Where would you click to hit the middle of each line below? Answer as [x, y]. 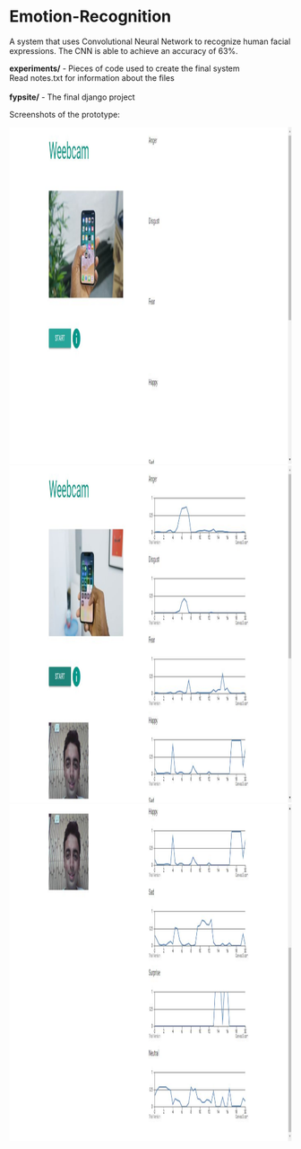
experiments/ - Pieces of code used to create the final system [125, 68]
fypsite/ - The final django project [73, 97]
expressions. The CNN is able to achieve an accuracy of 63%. [124, 50]
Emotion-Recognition [90, 17]
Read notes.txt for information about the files [92, 77]
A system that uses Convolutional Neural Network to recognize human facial [150, 41]
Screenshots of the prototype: [65, 114]
